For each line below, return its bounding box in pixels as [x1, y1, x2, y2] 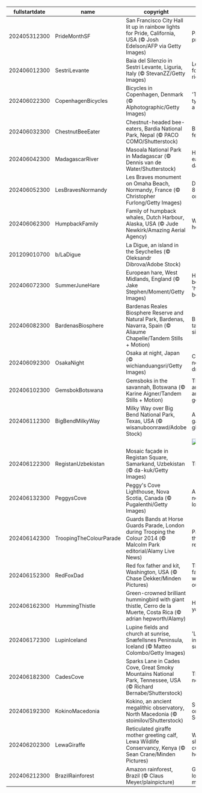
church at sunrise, [126, 629, 171, 637]
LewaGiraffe [55, 741, 85, 749]
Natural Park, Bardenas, [126, 316, 185, 322]
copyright [144, 8, 170, 15]
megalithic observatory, [126, 704, 185, 711]
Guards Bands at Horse [126, 515, 183, 522]
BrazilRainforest [55, 772, 94, 779]
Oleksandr [126, 254, 151, 262]
